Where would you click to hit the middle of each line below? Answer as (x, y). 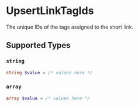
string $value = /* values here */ (49, 73)
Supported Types (39, 45)
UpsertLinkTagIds (50, 11)
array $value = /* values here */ (48, 98)
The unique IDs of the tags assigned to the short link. (70, 27)
